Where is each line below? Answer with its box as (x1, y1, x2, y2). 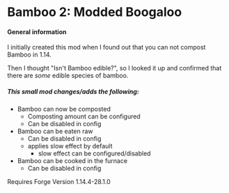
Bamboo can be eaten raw (17, 127, 93, 136)
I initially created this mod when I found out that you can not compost (7, 43, 206, 52)
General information (7, 27, 67, 36)
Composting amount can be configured (27, 112, 141, 121)
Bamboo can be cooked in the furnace (17, 157, 127, 165)
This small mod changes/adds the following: (7, 87, 139, 95)
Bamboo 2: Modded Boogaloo (7, 4, 182, 20)
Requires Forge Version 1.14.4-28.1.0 (7, 178, 111, 186)
